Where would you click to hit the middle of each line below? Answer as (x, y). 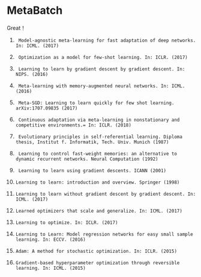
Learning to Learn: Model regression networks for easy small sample (104, 234)
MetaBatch (35, 11)
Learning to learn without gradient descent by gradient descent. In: (106, 194)
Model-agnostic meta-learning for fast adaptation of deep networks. (107, 40)
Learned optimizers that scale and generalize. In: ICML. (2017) (99, 211)
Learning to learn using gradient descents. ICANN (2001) (92, 170)
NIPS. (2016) (32, 74)
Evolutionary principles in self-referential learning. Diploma (100, 137)
